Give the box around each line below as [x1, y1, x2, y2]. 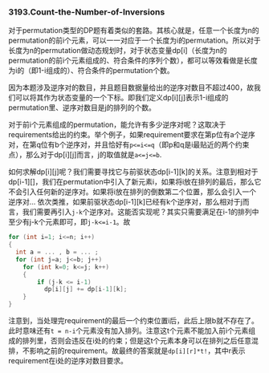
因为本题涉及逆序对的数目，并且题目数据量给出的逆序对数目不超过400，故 [8, 83, 255, 92]
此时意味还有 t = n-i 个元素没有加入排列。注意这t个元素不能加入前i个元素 [8, 326, 249, 335]
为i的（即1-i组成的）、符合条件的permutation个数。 [8, 66, 174, 75]
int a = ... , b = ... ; [15, 248, 99, 257]
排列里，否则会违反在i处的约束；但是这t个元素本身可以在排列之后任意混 [22, 336, 259, 346]
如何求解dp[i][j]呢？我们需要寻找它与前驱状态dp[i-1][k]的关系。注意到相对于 [8, 167, 259, 176]
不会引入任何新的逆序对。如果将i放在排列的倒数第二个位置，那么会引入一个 [8, 187, 257, 197]
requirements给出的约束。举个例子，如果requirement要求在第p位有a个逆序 [8, 130, 255, 140]
